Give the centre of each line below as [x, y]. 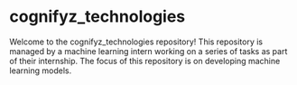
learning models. [41, 71]
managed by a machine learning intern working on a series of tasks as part [148, 51]
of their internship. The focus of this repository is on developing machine [145, 61]
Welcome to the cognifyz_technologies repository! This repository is [136, 42]
